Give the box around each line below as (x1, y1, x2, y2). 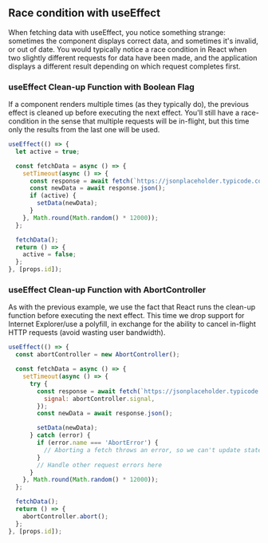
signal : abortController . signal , (43, 395, 156, 403)
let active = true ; (15, 148, 81, 155)
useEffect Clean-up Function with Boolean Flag (8, 81, 195, 92)
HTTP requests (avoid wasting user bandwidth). (8, 328, 166, 337)
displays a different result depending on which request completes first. (8, 61, 241, 71)
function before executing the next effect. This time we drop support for (8, 311, 245, 321)
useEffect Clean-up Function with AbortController (8, 285, 206, 296)
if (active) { (29, 191, 77, 200)
